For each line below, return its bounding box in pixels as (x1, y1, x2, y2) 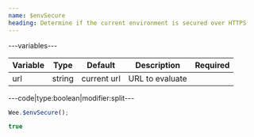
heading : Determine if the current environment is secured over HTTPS (8, 19, 247, 27)
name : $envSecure (8, 11, 66, 20)
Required (194, 59, 230, 70)
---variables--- (8, 40, 58, 50)
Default (87, 59, 116, 70)
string (52, 73, 74, 84)
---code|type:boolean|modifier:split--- (8, 93, 135, 103)
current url (81, 73, 121, 84)
